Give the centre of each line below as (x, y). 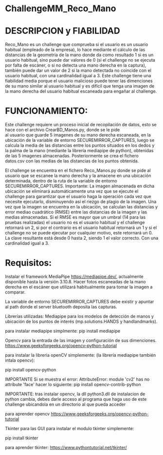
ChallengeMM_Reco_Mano (61, 9)
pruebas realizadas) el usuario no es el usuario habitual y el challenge (75, 223)
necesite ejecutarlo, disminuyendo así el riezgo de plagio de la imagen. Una (81, 202)
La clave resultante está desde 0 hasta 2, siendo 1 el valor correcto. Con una (82, 238)
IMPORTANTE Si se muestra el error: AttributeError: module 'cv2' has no (77, 379)
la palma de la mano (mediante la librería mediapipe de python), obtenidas (79, 151)
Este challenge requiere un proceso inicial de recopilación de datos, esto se (81, 125)
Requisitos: (28, 263)
